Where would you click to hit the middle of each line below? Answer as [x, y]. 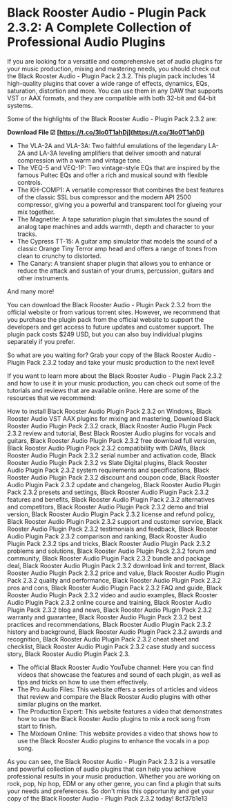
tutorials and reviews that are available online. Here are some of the [103, 390]
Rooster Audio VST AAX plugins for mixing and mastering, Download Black [114, 418]
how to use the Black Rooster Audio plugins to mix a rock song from [114, 718]
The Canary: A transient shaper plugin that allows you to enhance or [114, 263]
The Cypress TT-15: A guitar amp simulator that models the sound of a [117, 241]
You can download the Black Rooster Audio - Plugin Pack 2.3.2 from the [109, 304]
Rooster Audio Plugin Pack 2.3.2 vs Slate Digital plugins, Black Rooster [107, 462]
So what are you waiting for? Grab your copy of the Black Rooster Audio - [112, 355]
